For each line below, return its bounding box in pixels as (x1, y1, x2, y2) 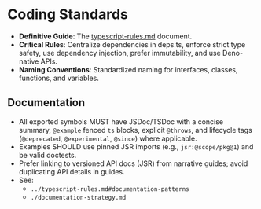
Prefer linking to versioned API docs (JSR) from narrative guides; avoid (18, 159, 248, 168)
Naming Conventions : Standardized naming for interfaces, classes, (18, 64, 238, 74)
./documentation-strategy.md (30, 193, 127, 201)
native (18, 57, 39, 66)
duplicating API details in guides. (18, 167, 125, 176)
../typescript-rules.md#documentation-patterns (30, 185, 189, 193)
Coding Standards (7, 5, 129, 24)
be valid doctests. (18, 150, 77, 159)
